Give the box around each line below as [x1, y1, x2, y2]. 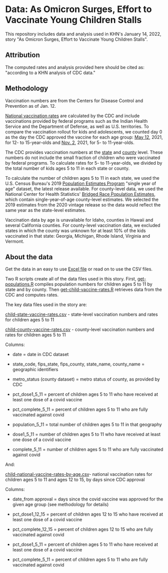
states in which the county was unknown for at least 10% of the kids [5, 228, 146, 234]
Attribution [5, 51, 40, 59]
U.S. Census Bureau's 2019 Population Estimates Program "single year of [5, 180, 156, 186]
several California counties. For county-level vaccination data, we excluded [5, 222, 160, 228]
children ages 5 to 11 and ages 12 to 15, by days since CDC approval [5, 477, 145, 483]
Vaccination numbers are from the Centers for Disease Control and [5, 97, 143, 104]
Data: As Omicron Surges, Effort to [5, 4, 152, 15]
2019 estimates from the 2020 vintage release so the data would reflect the [5, 201, 161, 207]
